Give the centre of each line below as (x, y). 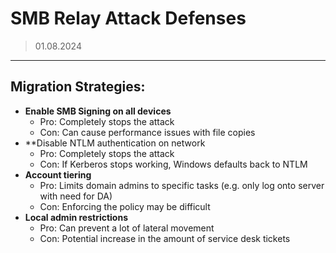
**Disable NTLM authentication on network (115, 143)
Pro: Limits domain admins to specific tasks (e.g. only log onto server (182, 185)
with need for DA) (76, 196)
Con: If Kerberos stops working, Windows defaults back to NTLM (173, 164)
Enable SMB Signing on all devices (98, 111)
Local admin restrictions (76, 217)
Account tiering (58, 174)
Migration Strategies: (78, 87)
